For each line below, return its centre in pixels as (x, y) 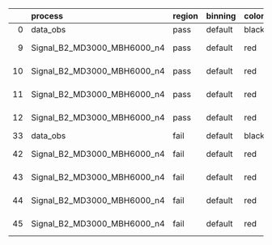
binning (221, 16)
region (185, 16)
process (47, 16)
